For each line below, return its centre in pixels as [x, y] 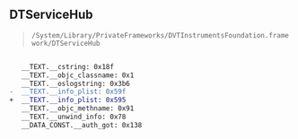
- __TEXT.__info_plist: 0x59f [68, 92]
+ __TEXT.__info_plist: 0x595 [68, 100]
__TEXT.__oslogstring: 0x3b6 [75, 83]
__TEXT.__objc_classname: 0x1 [78, 75]
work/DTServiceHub [66, 43]
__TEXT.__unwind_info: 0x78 [74, 117]
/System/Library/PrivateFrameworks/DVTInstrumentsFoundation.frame [160, 35]
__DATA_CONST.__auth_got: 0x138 [82, 125]
